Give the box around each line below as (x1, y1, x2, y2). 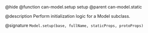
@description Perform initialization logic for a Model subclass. (5, 13, 131, 19)
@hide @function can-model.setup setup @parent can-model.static (5, 4, 142, 10)
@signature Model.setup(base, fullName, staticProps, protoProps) (5, 22, 144, 28)
